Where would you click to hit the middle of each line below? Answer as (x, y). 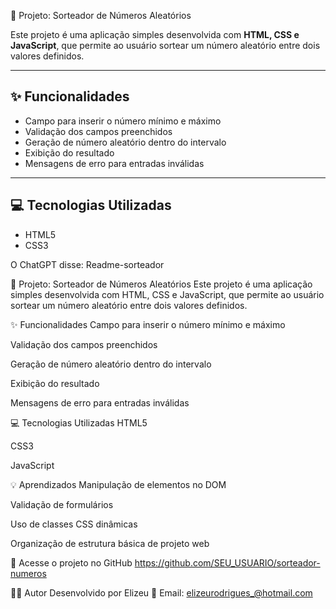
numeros (28, 573)
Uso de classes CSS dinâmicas (74, 524)
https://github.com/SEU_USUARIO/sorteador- (227, 562)
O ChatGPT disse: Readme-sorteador (87, 264)
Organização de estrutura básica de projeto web (110, 543)
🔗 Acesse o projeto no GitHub (71, 562)
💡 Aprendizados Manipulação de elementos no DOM (118, 484)
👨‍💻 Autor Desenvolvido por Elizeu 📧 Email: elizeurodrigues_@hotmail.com (161, 592)
